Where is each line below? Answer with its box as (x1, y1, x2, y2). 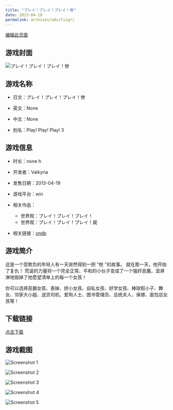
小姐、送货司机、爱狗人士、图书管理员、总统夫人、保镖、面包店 (27, 291, 163, 297)
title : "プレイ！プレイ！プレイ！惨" (5, 7, 76, 13)
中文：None (12, 116, 39, 122)
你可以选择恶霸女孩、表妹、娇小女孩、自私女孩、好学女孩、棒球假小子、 (5, 285, 159, 291)
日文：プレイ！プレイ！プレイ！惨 (12, 94, 85, 100)
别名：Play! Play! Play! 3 (12, 127, 64, 133)
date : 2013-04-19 (5, 12, 43, 17)
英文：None (12, 105, 39, 111)
